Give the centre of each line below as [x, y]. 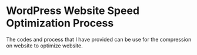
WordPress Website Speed [73, 11]
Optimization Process [60, 23]
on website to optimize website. [45, 46]
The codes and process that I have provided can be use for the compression [99, 39]
